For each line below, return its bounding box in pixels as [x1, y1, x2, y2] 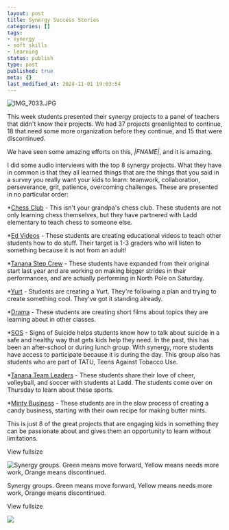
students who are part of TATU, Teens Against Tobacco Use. [7, 358, 178, 366]
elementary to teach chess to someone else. [7, 218, 132, 227]
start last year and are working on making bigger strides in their [7, 267, 186, 275]
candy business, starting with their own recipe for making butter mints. [7, 406, 207, 415]
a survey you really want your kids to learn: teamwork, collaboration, [7, 176, 201, 184]
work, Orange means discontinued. [7, 489, 106, 497]
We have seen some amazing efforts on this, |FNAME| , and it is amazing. [7, 148, 213, 156]
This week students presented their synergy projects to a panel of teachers [7, 113, 220, 121]
